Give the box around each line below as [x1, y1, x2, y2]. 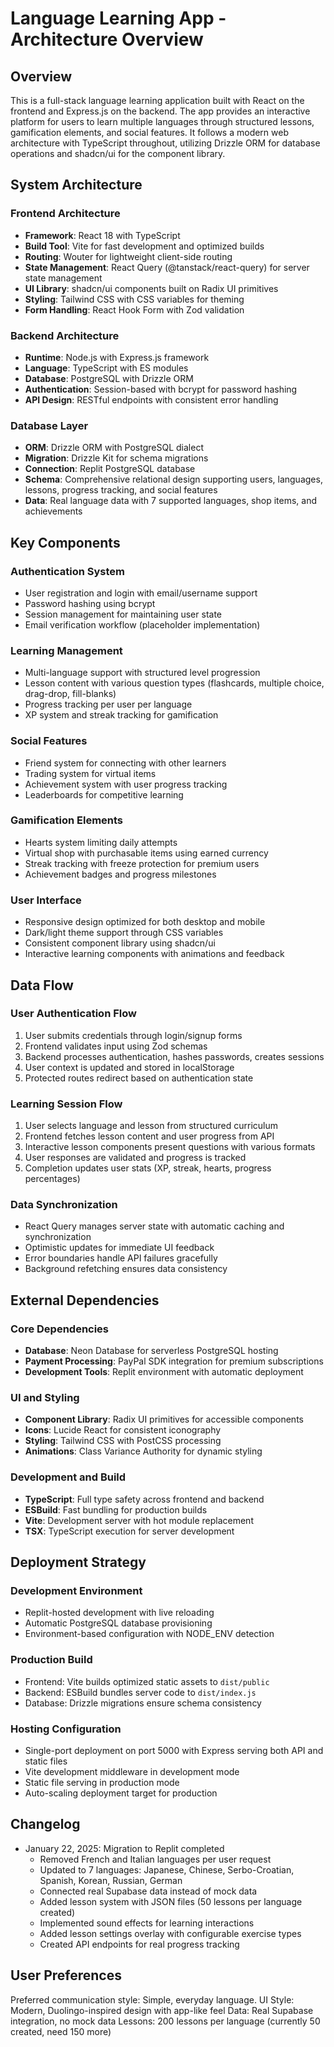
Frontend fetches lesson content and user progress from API [24, 1130, 275, 1142]
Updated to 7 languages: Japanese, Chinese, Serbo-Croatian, [39, 1863, 295, 1876]
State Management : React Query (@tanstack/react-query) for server [24, 261, 310, 273]
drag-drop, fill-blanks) [24, 688, 117, 700]
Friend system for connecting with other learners [24, 757, 227, 769]
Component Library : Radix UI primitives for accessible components [24, 1413, 304, 1426]
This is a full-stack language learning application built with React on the [10, 95, 305, 106]
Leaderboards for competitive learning [24, 788, 184, 801]
